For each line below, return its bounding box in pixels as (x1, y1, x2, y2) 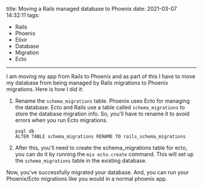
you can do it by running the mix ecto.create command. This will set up (14, 151, 194, 158)
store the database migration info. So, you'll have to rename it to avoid (14, 110, 190, 117)
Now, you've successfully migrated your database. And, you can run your (6, 169, 189, 176)
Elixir (14, 36, 28, 43)
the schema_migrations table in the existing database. (14, 157, 147, 164)
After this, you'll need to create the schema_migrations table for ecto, (14, 144, 188, 151)
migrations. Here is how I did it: (6, 86, 83, 92)
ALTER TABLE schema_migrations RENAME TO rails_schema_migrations (14, 134, 186, 140)
